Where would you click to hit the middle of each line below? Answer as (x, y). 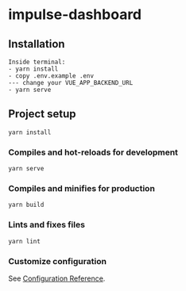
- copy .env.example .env (51, 76)
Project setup (43, 114)
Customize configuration (58, 261)
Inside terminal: (37, 62)
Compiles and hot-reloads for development (93, 152)
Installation (37, 44)
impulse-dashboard (75, 15)
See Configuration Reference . (57, 278)
